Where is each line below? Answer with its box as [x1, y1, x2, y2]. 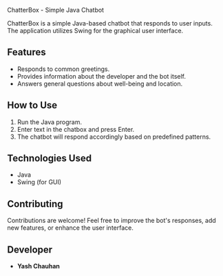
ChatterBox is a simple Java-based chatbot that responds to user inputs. [7, 19, 213, 27]
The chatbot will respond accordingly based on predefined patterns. [17, 132, 211, 141]
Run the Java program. [17, 117, 83, 126]
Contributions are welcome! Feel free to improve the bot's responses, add [7, 217, 217, 225]
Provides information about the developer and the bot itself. [17, 72, 187, 80]
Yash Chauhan [17, 262, 61, 270]
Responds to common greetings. [17, 65, 110, 73]
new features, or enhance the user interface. [7, 224, 134, 232]
